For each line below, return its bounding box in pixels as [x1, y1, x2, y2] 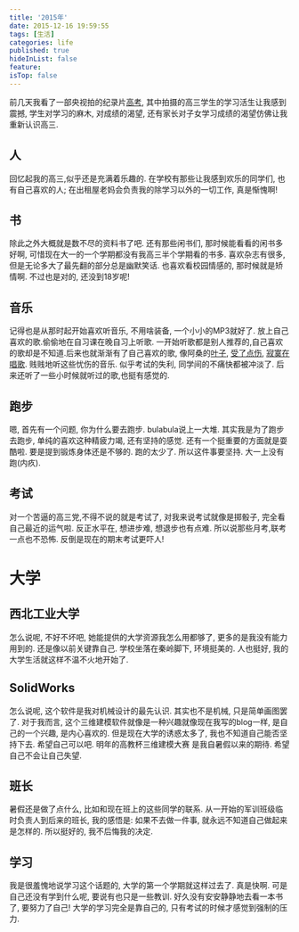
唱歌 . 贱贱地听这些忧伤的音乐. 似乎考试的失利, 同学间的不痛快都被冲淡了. [9, 359, 274, 370]
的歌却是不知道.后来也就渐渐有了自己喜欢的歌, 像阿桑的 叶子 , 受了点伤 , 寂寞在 [9, 348, 290, 359]
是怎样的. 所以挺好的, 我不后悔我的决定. [9, 826, 153, 837]
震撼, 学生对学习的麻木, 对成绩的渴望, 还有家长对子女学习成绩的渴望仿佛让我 [9, 108, 287, 119]
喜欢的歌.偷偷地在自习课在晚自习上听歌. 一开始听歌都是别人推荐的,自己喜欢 [9, 336, 284, 348]
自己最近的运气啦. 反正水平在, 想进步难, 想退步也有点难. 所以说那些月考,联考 [9, 523, 287, 533]
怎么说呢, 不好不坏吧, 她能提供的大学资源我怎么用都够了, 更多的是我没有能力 [9, 631, 287, 642]
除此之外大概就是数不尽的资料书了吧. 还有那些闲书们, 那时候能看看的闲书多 [9, 238, 283, 249]
